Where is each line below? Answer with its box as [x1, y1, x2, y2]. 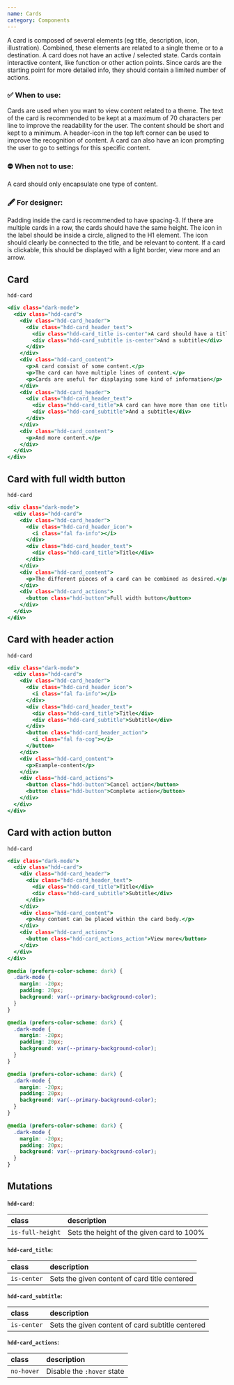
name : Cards [7, 10, 42, 17]
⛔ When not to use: [7, 161, 75, 171]
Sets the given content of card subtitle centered [49, 1320, 206, 1330]
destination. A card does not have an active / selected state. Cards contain [7, 50, 221, 59]
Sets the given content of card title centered [49, 1273, 194, 1283]
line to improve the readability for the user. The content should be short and [7, 121, 224, 129]
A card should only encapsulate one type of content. [7, 180, 158, 189]
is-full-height [10, 1228, 61, 1236]
